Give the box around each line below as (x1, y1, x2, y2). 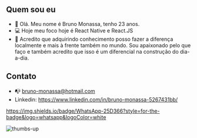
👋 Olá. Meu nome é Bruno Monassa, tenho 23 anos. (14, 20, 140, 27)
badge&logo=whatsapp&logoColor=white (6, 113, 106, 120)
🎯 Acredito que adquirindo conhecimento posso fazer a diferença (14, 35, 173, 42)
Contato (6, 71, 36, 81)
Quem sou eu (6, 5, 56, 15)
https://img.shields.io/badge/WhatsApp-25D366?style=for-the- (6, 107, 160, 114)
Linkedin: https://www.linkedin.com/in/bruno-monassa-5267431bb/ (14, 96, 178, 103)
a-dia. (14, 54, 29, 61)
